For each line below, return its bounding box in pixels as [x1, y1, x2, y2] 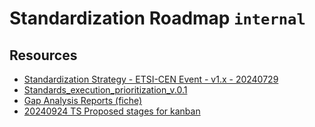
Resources [9, 47, 78, 64]
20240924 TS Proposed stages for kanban [23, 105, 201, 117]
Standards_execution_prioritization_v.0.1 [23, 84, 188, 96]
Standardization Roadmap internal [9, 7, 306, 30]
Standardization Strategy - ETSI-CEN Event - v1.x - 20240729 [23, 73, 279, 85]
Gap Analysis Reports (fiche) [23, 95, 143, 106]
